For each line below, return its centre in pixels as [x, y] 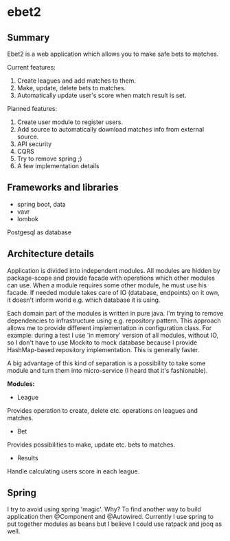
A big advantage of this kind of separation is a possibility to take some [106, 363]
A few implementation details [58, 166]
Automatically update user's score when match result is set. [102, 95]
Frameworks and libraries [63, 188]
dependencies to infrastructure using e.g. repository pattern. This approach [114, 320]
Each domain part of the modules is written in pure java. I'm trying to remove [115, 313]
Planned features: [32, 109]
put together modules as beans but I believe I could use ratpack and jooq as [114, 524]
